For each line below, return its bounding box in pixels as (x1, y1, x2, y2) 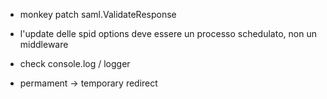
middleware (19, 39, 69, 50)
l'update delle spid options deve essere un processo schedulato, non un (19, 28, 317, 39)
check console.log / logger (19, 58, 131, 69)
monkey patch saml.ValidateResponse (19, 9, 177, 20)
